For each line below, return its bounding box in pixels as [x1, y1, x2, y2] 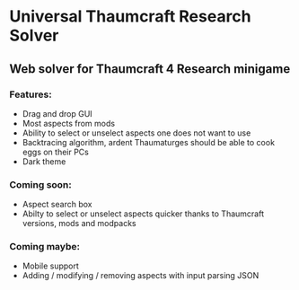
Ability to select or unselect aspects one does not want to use [22, 127, 251, 138]
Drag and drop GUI [22, 108, 92, 119]
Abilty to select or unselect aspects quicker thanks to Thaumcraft [22, 208, 265, 219]
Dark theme [22, 155, 66, 167]
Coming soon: [9, 178, 72, 190]
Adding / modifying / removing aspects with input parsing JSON [22, 270, 259, 281]
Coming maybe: [9, 241, 81, 253]
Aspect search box [22, 199, 92, 210]
